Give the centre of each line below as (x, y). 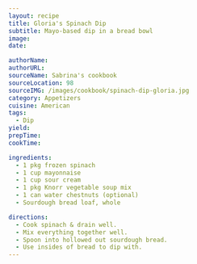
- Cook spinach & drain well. (66, 224)
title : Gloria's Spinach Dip (57, 23)
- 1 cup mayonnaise (48, 173)
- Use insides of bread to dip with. (79, 247)
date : (17, 46)
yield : (19, 128)
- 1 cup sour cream (48, 180)
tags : (17, 113)
